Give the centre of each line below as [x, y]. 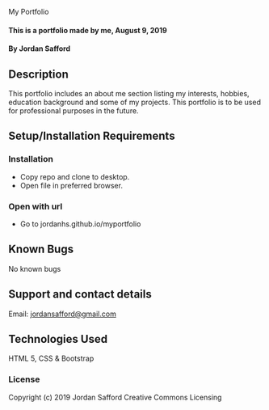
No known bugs [35, 268]
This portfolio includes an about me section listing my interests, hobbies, [129, 93]
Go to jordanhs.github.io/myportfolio [80, 224]
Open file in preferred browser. [71, 185]
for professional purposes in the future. [74, 111]
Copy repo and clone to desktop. [75, 176]
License [24, 379]
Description [38, 74]
